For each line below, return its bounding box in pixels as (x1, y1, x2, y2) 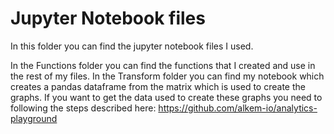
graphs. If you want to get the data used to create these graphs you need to (10, 91, 323, 103)
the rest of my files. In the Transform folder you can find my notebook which (10, 70, 325, 82)
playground (10, 112, 58, 124)
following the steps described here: (10, 102, 157, 114)
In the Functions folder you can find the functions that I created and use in (10, 59, 316, 71)
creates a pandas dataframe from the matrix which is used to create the (10, 80, 306, 92)
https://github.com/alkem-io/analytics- (158, 102, 318, 114)
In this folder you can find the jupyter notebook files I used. (10, 40, 254, 52)
